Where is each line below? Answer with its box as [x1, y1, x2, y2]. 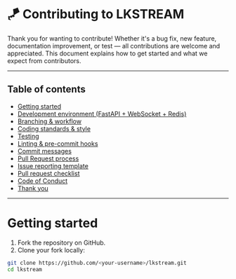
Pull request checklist [17, 169, 80, 177]
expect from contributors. [7, 56, 81, 64]
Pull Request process [17, 154, 79, 163]
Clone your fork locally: [17, 245, 86, 254]
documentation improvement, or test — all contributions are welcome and [7, 41, 221, 50]
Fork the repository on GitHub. [17, 238, 106, 247]
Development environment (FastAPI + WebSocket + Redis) [17, 109, 187, 118]
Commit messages [17, 147, 72, 155]
